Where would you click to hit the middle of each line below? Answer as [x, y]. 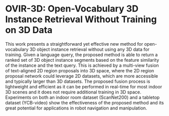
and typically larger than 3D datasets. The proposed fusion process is [78, 81]
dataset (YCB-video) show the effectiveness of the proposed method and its [84, 102]
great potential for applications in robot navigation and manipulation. [76, 108]
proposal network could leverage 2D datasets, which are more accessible [82, 76]
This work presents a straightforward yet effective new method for [74, 44]
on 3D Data [29, 30]
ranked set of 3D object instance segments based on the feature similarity [82, 60]
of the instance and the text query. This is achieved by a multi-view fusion [82, 65]
